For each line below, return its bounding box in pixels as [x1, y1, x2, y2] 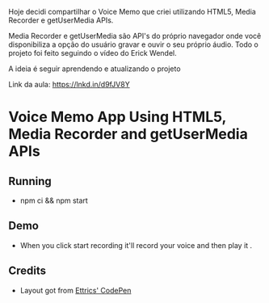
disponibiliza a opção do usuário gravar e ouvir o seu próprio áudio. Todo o [8, 40, 258, 49]
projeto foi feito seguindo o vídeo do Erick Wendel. [8, 48, 177, 57]
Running [8, 174, 53, 188]
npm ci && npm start [19, 196, 89, 205]
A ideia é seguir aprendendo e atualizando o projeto [8, 64, 181, 74]
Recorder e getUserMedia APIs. [8, 15, 114, 25]
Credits [8, 264, 47, 278]
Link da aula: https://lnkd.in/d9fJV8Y [8, 80, 131, 89]
